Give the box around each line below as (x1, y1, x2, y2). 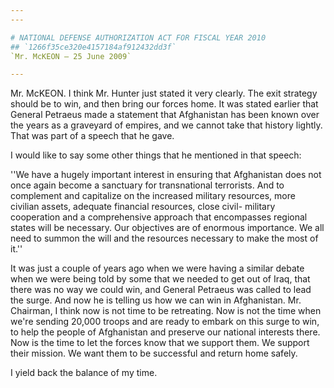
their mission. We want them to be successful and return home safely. (10, 347, 298, 360)
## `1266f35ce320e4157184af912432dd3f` (10, 42, 177, 52)
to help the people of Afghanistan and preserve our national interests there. (10, 326, 321, 338)
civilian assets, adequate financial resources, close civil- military (10, 201, 276, 213)
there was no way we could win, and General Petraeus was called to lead (10, 284, 312, 296)
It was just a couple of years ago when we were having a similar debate (10, 262, 305, 275)
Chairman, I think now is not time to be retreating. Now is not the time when (10, 305, 322, 317)
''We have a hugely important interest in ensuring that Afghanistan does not (10, 169, 322, 181)
